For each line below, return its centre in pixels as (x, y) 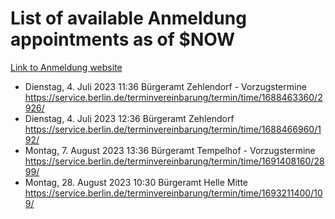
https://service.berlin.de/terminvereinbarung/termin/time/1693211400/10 (173, 193)
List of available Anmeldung (128, 18)
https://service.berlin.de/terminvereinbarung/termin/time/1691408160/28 (174, 161)
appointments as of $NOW (123, 39)
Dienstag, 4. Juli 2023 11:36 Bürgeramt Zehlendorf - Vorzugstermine (165, 86)
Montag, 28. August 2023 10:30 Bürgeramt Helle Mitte (136, 182)
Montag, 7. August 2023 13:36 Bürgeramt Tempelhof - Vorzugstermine (170, 150)
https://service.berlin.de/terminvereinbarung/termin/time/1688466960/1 (173, 129)
